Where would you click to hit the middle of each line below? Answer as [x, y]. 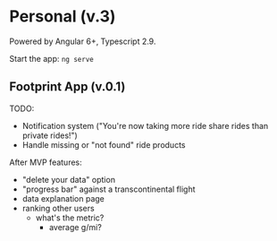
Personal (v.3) [63, 17]
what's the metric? [70, 218]
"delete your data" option [69, 179]
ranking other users [59, 208]
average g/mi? [76, 227]
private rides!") [50, 135]
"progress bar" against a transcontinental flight [109, 189]
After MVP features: [46, 162]
